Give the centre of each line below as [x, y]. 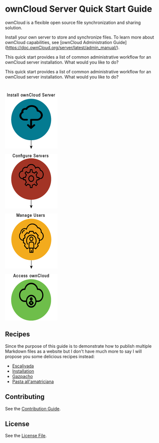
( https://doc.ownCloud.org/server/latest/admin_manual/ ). [62, 47]
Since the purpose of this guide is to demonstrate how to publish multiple [78, 346]
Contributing [25, 397]
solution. [14, 27]
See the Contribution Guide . [33, 408]
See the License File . [26, 436]
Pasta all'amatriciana [33, 381]
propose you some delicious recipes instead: [50, 356]
